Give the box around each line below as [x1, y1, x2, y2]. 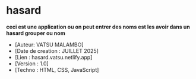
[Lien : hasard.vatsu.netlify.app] [14, 53, 93, 61]
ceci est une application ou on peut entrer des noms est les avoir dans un [6, 23, 190, 30]
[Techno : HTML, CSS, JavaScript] [14, 66, 99, 73]
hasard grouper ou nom [6, 29, 65, 36]
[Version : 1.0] [14, 60, 49, 67]
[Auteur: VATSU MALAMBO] [14, 41, 84, 48]
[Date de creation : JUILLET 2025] [14, 47, 99, 54]
